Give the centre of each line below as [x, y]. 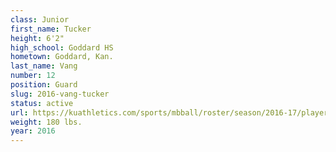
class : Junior [40, 19]
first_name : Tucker [51, 29]
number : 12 [33, 76]
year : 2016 [33, 131]
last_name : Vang [44, 66]
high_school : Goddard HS [62, 47]
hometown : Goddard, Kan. [62, 57]
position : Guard [44, 85]
